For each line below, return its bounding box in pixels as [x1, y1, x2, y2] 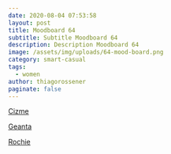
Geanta [8, 122, 32, 131]
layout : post [8, 19, 51, 27]
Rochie [8, 137, 32, 147]
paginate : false [8, 85, 61, 93]
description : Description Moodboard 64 [8, 41, 139, 49]
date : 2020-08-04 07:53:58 [8, 11, 97, 20]
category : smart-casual [8, 56, 87, 64]
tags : [8, 63, 26, 71]
